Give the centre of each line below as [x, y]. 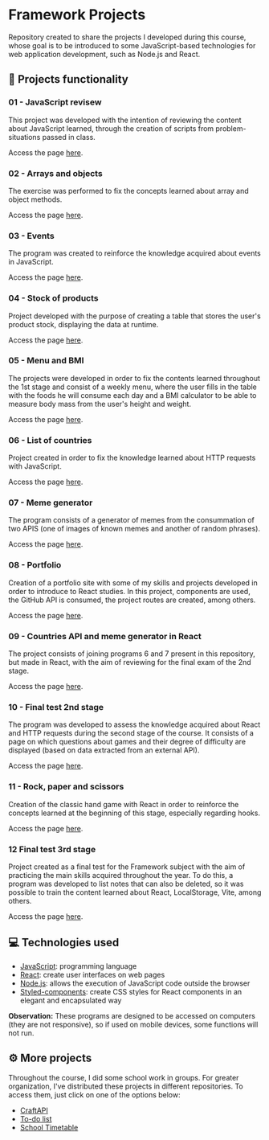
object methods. [35, 199]
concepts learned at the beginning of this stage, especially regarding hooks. [134, 813]
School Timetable [49, 1127]
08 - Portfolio [35, 565]
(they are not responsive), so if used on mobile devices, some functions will [133, 1024]
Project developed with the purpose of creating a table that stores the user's [134, 316]
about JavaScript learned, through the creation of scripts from [111, 128]
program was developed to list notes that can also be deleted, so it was [126, 884]
